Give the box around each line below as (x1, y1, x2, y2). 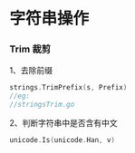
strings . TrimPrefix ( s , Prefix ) (9, 83, 128, 92)
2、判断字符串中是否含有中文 (9, 118, 118, 129)
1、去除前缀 (9, 65, 53, 76)
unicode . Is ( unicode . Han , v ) (9, 136, 116, 145)
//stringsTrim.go (9, 100, 75, 110)
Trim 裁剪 (9, 43, 52, 55)
